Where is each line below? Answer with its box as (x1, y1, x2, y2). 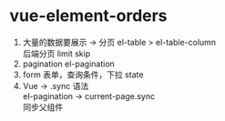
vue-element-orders (9, 5, 168, 26)
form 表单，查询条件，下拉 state (22, 69, 144, 80)
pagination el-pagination (22, 58, 116, 69)
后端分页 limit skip (22, 47, 91, 59)
